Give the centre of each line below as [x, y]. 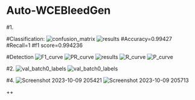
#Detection [20, 57]
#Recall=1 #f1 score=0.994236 [45, 45]
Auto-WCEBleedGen [59, 11]
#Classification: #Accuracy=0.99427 [89, 39]
